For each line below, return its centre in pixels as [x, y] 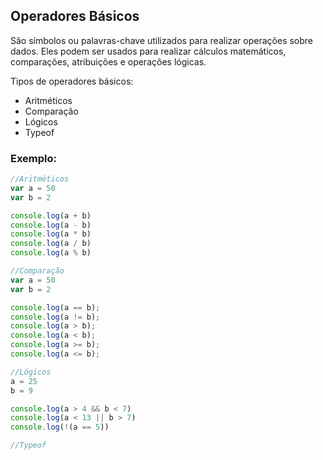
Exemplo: [34, 158]
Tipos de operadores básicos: [72, 81]
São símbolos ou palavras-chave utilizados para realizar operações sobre [162, 40]
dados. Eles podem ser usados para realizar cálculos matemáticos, [148, 51]
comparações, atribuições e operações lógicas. [108, 61]
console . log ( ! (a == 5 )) [60, 427]
